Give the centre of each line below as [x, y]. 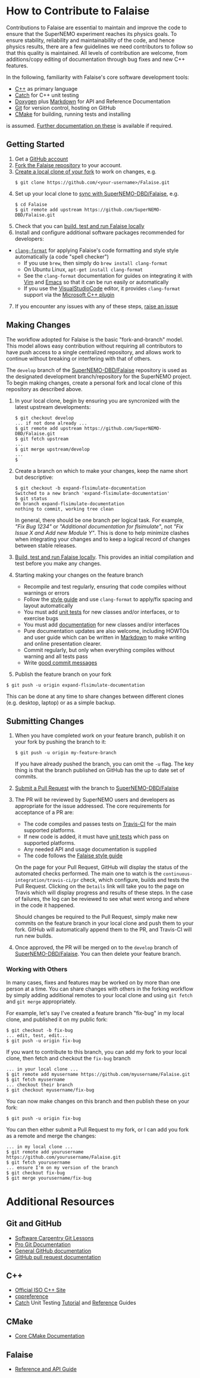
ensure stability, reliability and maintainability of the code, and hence [90, 40]
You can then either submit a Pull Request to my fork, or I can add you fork [98, 1129]
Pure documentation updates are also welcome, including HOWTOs [106, 630]
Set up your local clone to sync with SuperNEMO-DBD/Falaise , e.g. [97, 193]
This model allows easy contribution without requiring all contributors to [94, 346]
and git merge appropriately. [41, 1001]
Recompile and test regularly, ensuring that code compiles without [105, 586]
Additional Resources [60, 1202]
